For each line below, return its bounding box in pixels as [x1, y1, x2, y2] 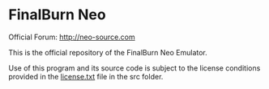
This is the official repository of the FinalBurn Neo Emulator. [8, 47, 208, 57]
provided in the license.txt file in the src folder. [8, 71, 164, 81]
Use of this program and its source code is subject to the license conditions [8, 63, 261, 73]
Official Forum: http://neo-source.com [8, 32, 135, 42]
